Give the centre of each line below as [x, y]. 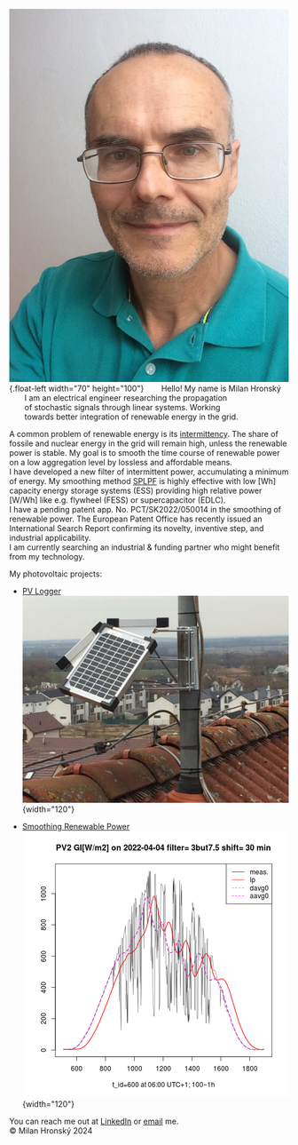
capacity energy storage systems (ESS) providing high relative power [136, 490]
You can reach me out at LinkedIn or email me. [94, 1121]
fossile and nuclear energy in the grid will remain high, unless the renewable [148, 443]
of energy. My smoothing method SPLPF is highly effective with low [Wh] [143, 481]
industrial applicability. [50, 538]
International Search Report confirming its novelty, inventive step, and [137, 528]
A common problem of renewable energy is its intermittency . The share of [144, 434]
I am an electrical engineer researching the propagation [126, 398]
